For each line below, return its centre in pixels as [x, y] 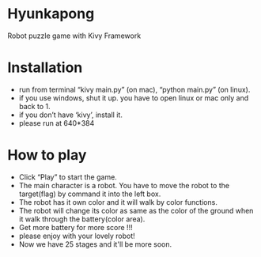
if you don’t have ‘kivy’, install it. [71, 115]
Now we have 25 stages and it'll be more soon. [95, 244]
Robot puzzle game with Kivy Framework [74, 36]
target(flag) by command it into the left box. [90, 194]
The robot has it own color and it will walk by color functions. [118, 202]
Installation [45, 68]
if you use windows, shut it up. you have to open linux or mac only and [134, 98]
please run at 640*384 [57, 123]
